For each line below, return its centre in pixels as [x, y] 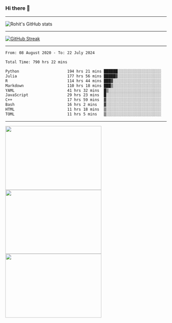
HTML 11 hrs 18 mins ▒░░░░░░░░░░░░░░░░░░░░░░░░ [83, 109]
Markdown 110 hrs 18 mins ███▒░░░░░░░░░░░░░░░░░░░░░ [83, 86]
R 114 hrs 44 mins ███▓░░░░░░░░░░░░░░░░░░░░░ [83, 81]
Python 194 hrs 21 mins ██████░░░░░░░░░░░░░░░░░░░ [83, 72]
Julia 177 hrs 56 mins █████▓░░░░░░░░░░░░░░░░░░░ [83, 76]
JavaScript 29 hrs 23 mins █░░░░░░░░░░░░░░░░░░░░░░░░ [83, 95]
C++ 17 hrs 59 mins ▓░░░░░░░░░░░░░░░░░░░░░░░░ [83, 100]
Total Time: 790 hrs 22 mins [36, 62]
